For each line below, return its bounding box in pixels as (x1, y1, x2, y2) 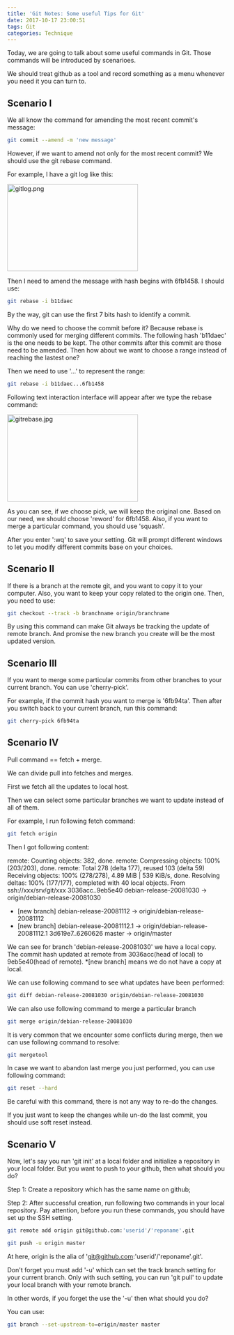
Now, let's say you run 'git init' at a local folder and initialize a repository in (7, 1157, 221, 1166)
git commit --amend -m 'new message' (7, 137, 117, 144)
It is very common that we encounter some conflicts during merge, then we (7, 1031, 224, 1039)
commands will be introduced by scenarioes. (7, 56, 136, 65)
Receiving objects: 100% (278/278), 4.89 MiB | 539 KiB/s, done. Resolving (7, 871, 221, 879)
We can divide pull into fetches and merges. (7, 769, 134, 777)
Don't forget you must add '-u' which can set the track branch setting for (7, 1265, 217, 1274)
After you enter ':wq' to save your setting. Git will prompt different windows (7, 535, 223, 543)
